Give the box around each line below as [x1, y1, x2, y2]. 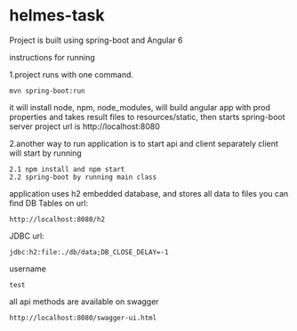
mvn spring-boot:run [9, 86, 86, 95]
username [9, 263, 46, 274]
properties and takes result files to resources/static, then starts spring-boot [9, 111, 286, 122]
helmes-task [9, 5, 105, 26]
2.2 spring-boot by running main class [9, 173, 157, 182]
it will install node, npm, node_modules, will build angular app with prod [9, 101, 271, 112]
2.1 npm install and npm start [9, 165, 125, 174]
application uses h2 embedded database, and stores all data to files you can [9, 188, 289, 198]
